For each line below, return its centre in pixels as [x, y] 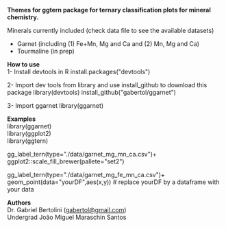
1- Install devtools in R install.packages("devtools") [79, 72]
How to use [23, 64]
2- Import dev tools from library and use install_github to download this [107, 85]
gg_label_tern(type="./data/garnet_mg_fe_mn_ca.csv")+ [86, 175]
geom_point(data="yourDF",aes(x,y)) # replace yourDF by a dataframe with [114, 182]
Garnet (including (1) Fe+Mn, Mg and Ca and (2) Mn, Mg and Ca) [108, 44]
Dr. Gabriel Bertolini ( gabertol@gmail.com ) [67, 210]
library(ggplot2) [29, 134]
